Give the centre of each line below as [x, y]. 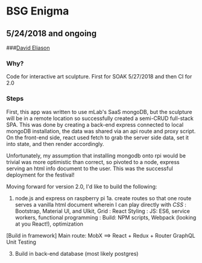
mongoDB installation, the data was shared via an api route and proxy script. [101, 131]
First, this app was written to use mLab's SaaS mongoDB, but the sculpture [99, 112]
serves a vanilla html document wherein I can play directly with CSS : [101, 204]
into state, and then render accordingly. [55, 144]
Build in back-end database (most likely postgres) [77, 253]
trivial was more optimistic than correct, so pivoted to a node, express [93, 162]
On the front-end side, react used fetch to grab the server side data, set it [97, 138]
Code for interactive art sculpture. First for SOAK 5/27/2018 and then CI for [99, 77]
